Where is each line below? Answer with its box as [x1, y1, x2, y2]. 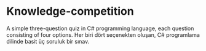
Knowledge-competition [6, 4, 134, 18]
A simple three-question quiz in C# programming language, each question [6, 25, 194, 32]
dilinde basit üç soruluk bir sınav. [6, 37, 90, 45]
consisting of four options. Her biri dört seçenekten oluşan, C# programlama [6, 31, 200, 38]
